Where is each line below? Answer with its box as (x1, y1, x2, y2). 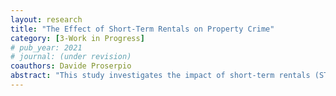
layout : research (10, 14, 83, 25)
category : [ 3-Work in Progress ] (10, 33, 145, 43)
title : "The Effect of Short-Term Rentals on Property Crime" (10, 24, 275, 34)
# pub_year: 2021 (10, 42, 83, 53)
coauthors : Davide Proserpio (10, 61, 132, 71)
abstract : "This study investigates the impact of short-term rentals (10, 71, 311, 81)
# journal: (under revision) (10, 52, 132, 62)
